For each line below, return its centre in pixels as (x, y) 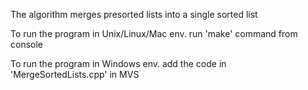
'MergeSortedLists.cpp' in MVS (75, 74)
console (27, 44)
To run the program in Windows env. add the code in (118, 63)
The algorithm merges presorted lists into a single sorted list (134, 14)
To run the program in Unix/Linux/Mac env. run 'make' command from (154, 33)
